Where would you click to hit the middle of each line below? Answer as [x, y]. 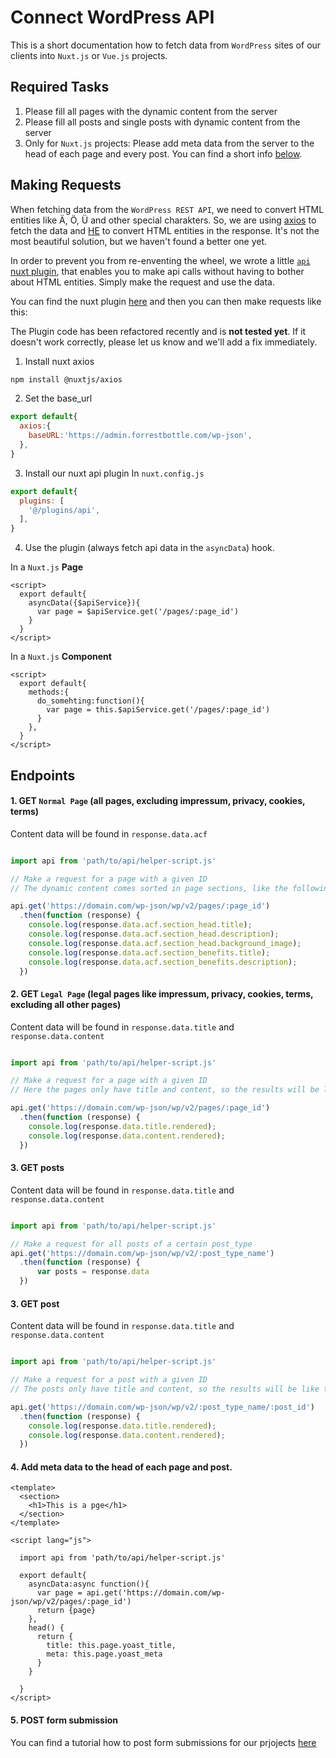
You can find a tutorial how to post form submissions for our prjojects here [163, 1742]
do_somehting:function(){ [90, 701]
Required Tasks [60, 87]
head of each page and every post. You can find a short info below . [163, 153]
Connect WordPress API [112, 17]
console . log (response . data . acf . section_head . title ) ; [140, 925]
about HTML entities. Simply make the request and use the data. [142, 282]
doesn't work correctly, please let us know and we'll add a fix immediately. [164, 342]
